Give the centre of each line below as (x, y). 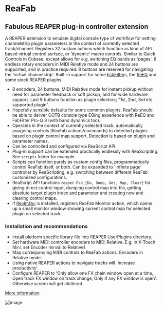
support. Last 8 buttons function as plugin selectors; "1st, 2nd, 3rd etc (82, 100)
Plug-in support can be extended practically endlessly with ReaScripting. (85, 151)
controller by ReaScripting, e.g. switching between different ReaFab (80, 172)
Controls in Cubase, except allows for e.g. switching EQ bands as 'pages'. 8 (81, 59)
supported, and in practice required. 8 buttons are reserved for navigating (79, 69)
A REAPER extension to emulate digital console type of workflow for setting (81, 38)
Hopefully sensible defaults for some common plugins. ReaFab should (82, 110)
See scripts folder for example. (44, 156)
